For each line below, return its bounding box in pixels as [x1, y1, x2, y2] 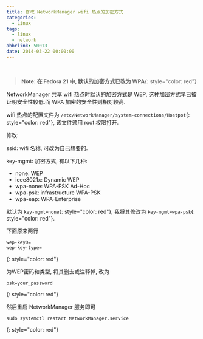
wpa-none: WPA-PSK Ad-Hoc [15, 182, 90, 190]
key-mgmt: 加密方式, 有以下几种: [6, 157, 88, 165]
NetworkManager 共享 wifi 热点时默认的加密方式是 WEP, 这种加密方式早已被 [6, 91, 197, 98]
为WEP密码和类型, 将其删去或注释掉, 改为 [6, 268, 110, 275]
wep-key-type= [6, 244, 43, 251]
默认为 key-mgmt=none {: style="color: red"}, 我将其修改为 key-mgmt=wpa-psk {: [6, 208, 196, 215]
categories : [6, 15, 36, 21]
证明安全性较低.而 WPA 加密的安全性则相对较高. [6, 98, 126, 105]
